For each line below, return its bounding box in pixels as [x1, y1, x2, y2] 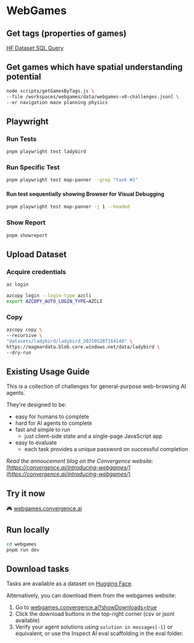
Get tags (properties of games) [6, 28, 127, 39]
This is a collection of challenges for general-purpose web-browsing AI [6, 382, 187, 390]
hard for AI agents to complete [15, 419, 93, 427]
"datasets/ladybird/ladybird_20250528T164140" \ [6, 338, 133, 344]
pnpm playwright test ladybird [6, 148, 86, 155]
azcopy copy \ [6, 327, 43, 333]
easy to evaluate [15, 439, 57, 446]
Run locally [6, 525, 50, 535]
